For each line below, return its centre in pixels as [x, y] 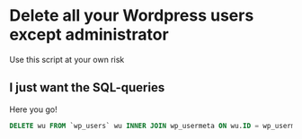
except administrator [89, 35]
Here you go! [33, 109]
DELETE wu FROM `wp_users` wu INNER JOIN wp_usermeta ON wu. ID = [134, 126]
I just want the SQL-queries [87, 87]
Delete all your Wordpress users [132, 16]
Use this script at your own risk [67, 59]
